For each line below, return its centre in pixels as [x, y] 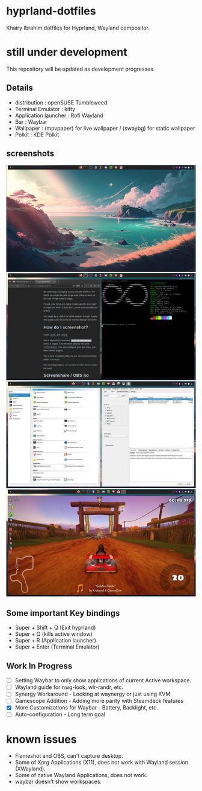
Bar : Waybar [31, 121]
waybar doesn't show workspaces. [58, 782]
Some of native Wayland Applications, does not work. [81, 775]
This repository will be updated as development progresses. [81, 69]
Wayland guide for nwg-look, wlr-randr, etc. [69, 687]
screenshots [30, 154]
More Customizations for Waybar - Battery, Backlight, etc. [86, 708]
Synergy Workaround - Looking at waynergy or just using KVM [93, 694]
